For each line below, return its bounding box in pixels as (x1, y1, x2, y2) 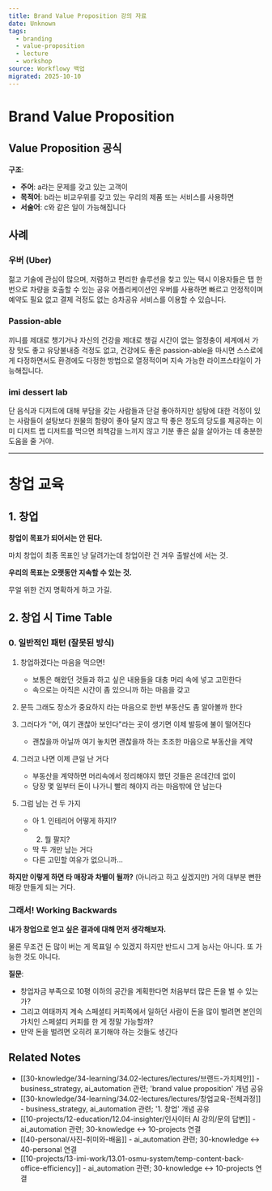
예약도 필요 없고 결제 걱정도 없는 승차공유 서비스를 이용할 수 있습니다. (8, 295, 227, 304)
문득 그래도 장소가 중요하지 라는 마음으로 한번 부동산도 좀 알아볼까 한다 (19, 701, 243, 711)
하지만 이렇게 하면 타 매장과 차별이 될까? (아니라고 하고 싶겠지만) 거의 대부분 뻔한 (8, 872, 261, 882)
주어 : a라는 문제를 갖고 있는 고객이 (19, 182, 128, 192)
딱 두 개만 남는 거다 (32, 844, 93, 854)
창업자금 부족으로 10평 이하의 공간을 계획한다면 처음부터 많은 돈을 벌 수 (19, 986, 244, 995)
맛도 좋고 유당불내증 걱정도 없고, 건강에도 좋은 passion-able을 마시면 (16, 345, 236, 355)
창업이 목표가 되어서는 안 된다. (8, 533, 103, 542)
